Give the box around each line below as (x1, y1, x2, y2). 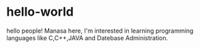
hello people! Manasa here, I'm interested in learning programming (6, 27, 194, 35)
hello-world (6, 4, 74, 20)
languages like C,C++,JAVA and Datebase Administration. (6, 33, 169, 42)
